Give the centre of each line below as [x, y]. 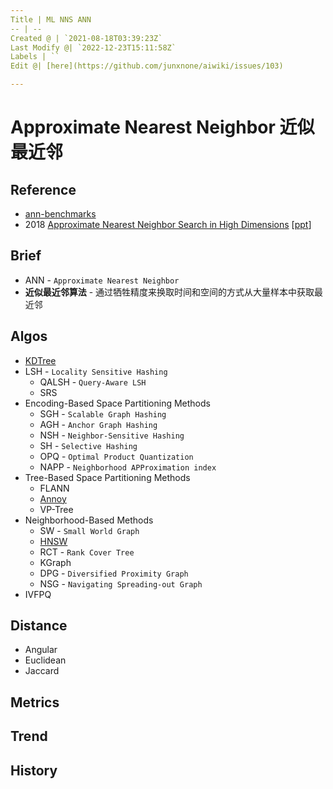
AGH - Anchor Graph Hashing [98, 424]
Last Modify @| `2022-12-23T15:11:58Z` [93, 47]
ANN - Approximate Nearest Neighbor [102, 280]
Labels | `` [35, 57]
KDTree [40, 360]
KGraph [55, 562]
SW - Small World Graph [89, 530]
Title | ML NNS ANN [51, 19]
